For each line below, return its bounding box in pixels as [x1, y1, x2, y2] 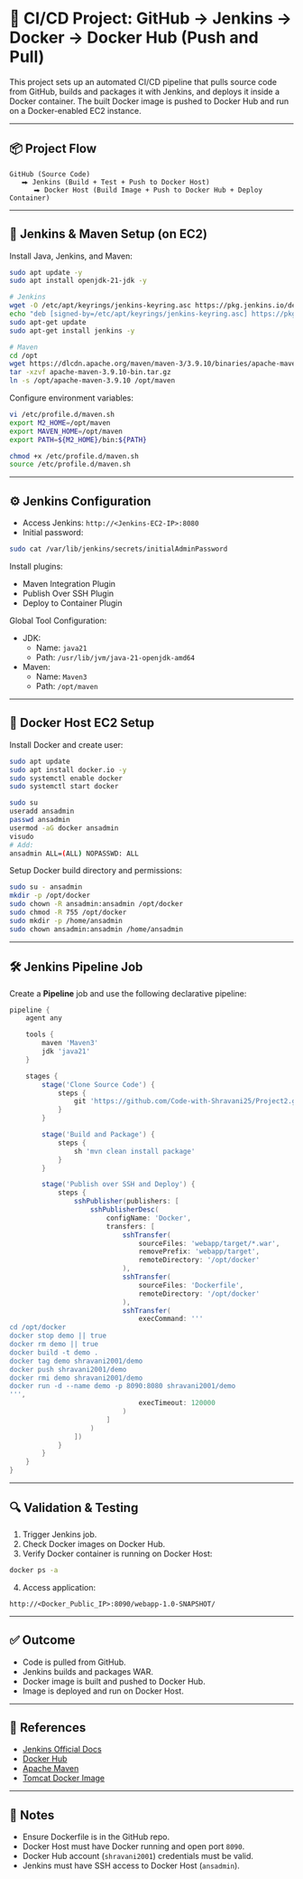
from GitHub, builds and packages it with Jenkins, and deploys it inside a [9, 86, 280, 97]
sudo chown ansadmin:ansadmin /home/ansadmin [9, 924, 183, 934]
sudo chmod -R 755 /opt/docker [9, 908, 127, 917]
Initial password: [22, 527, 84, 538]
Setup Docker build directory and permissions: [9, 865, 182, 876]
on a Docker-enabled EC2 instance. [9, 105, 142, 116]
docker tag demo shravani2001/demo [9, 1356, 143, 1365]
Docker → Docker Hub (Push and [9, 27, 259, 48]
